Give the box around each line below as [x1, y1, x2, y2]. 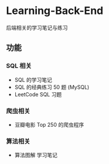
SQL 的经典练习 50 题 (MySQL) [14, 83, 90, 90]
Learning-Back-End [6, 4, 104, 18]
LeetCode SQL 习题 [14, 90, 62, 97]
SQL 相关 [6, 62, 32, 70]
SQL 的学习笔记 [14, 76, 53, 83]
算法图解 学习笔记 [14, 152, 57, 159]
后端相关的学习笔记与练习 [6, 24, 68, 31]
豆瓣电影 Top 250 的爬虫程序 [14, 121, 84, 128]
